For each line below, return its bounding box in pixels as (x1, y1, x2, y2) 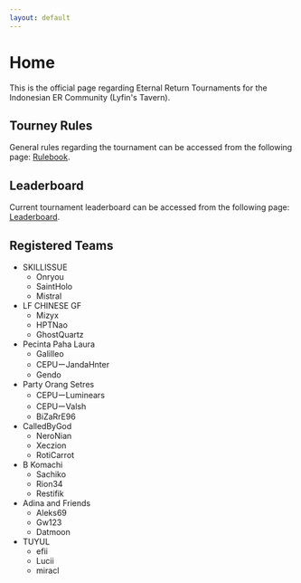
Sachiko (35, 469, 66, 480)
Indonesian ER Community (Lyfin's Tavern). (9, 91, 171, 102)
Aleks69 (35, 508, 68, 518)
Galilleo (35, 349, 65, 358)
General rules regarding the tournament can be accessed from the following (9, 142, 293, 153)
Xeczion (35, 440, 67, 451)
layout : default (9, 13, 71, 23)
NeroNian (35, 431, 72, 441)
